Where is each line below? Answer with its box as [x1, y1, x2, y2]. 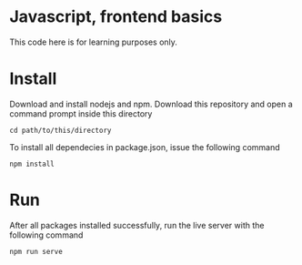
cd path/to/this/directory [9, 126, 112, 135]
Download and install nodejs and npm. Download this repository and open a [9, 98, 293, 109]
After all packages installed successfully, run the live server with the [9, 219, 265, 230]
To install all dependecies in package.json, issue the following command [9, 141, 280, 152]
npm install [9, 159, 55, 168]
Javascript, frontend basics [9, 6, 223, 27]
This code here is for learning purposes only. [9, 36, 177, 47]
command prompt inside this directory [9, 107, 153, 119]
